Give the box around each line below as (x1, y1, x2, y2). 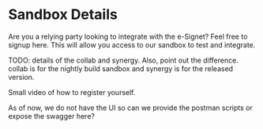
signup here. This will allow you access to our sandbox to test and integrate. (8, 40, 256, 49)
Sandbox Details (8, 6, 118, 24)
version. (8, 72, 35, 82)
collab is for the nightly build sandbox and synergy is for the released (8, 63, 234, 73)
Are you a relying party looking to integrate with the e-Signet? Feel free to (8, 32, 248, 41)
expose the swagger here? (8, 111, 95, 120)
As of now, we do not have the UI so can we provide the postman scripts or (8, 103, 253, 112)
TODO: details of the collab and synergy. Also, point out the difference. (8, 55, 239, 65)
